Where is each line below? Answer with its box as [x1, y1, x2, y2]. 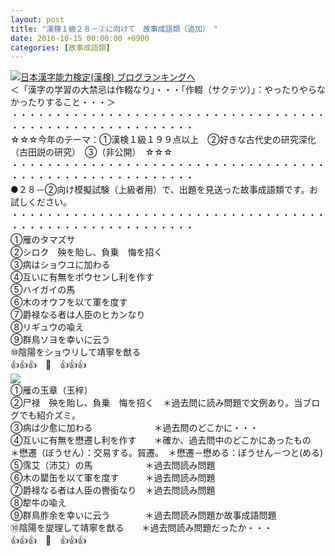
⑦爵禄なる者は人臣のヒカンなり [10, 309, 146, 321]
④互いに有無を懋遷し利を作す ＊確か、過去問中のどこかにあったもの [10, 434, 312, 446]
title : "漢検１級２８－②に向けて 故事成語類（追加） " [10, 24, 218, 34]
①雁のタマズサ [10, 234, 76, 246]
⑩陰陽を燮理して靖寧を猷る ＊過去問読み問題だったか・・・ [10, 522, 273, 534]
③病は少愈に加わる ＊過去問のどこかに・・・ [10, 422, 260, 434]
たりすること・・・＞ [27, 96, 116, 108]
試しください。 [10, 196, 72, 208]
